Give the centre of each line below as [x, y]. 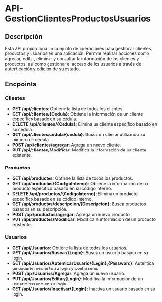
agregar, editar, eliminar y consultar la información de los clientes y [72, 59]
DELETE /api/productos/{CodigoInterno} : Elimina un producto [75, 193]
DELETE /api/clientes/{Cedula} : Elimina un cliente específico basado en [85, 124]
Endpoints [21, 84]
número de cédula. [31, 139]
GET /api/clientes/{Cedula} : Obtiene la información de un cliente [77, 114]
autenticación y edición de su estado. [42, 69]
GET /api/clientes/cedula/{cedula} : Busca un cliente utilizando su [79, 134]
